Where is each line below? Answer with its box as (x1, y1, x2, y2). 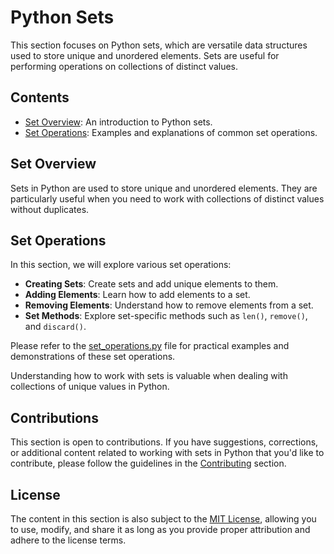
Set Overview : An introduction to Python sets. (24, 116, 213, 128)
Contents (10, 89, 70, 106)
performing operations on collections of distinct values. (10, 60, 238, 72)
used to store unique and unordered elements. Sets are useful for (10, 49, 280, 61)
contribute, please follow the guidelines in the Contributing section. (10, 457, 287, 470)
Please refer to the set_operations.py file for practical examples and (10, 340, 290, 352)
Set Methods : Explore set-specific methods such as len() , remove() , (24, 310, 308, 322)
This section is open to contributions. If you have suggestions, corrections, (10, 436, 319, 448)
